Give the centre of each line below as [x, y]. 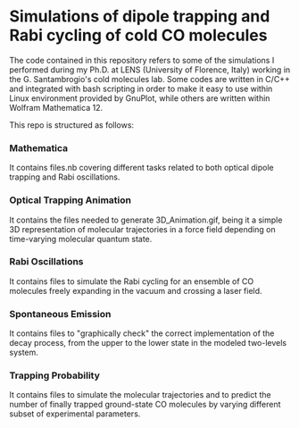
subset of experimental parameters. [75, 414]
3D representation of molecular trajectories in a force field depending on [142, 229]
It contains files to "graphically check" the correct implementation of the [142, 333]
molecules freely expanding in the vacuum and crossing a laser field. [136, 290]
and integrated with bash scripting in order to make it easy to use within [141, 88]
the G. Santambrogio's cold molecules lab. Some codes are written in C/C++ [149, 79]
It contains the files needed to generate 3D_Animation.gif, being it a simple [146, 220]
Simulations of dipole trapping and [140, 17]
